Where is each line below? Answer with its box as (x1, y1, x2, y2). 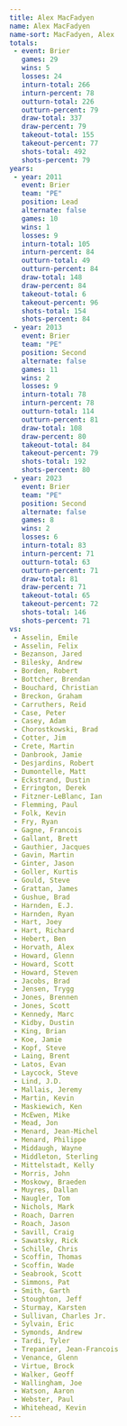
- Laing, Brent (13, 1051, 70, 1061)
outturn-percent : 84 (21, 265, 99, 274)
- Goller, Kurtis (13, 867, 78, 876)
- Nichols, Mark (13, 1203, 75, 1212)
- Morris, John (13, 1168, 70, 1178)
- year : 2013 (13, 323, 63, 332)
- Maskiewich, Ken (13, 1102, 83, 1111)
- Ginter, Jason (13, 859, 75, 868)
